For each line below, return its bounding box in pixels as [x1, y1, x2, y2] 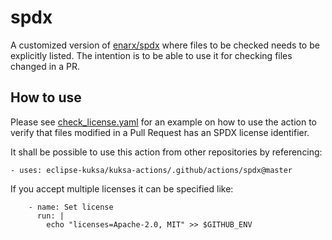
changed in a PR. [10, 60, 81, 72]
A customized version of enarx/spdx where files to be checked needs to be [10, 39, 320, 51]
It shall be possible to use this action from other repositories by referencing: [10, 146, 323, 158]
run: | [36, 211, 65, 221]
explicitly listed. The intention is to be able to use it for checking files [10, 49, 293, 61]
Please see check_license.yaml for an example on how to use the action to [10, 116, 317, 128]
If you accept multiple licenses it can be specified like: [10, 182, 234, 195]
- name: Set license [28, 202, 114, 212]
